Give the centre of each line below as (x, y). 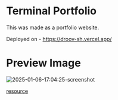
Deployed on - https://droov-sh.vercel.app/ (59, 39)
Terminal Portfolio (52, 11)
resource (17, 91)
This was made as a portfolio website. (53, 27)
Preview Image (44, 63)
